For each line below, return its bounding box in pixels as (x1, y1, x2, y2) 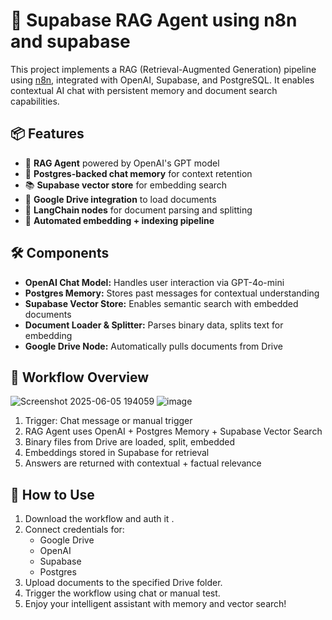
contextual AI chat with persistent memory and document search (10, 84, 278, 96)
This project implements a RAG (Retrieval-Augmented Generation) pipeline (10, 63, 317, 75)
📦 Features (10, 125, 85, 143)
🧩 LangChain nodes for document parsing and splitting (24, 204, 253, 216)
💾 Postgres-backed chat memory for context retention (24, 167, 253, 179)
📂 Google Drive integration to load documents (24, 193, 217, 205)
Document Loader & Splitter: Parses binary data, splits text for (24, 319, 284, 331)
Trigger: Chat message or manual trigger (24, 415, 193, 427)
